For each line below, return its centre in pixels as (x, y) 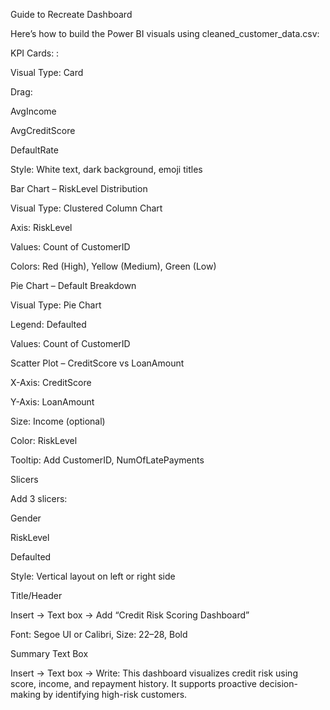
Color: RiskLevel (44, 440)
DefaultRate (34, 150)
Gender (26, 518)
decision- (278, 683)
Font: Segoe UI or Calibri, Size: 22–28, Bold (99, 634)
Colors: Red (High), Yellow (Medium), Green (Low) (113, 266)
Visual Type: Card (47, 72)
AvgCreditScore (43, 130)
